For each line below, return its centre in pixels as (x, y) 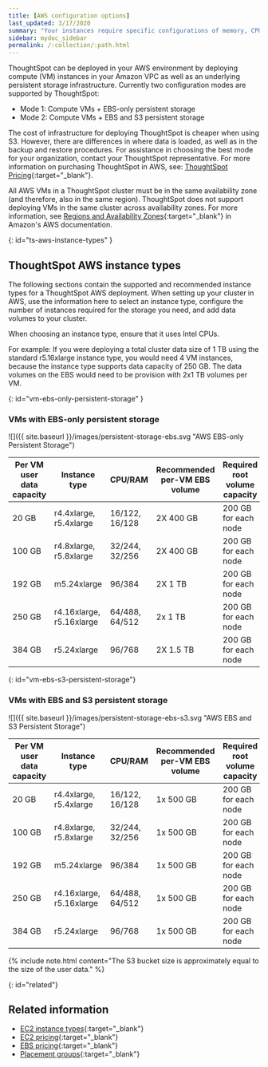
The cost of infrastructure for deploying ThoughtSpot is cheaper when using (134, 133)
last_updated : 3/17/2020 (49, 23)
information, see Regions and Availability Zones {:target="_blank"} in (120, 216)
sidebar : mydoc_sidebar (48, 38)
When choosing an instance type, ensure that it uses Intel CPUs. (114, 334)
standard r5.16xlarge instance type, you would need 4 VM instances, (121, 358)
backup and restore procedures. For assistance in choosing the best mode (131, 150)
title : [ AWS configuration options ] (69, 16)
